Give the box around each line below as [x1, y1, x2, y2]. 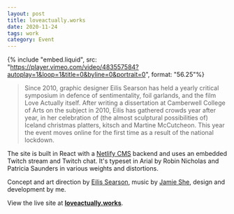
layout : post [7, 10, 45, 17]
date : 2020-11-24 [7, 23, 58, 30]
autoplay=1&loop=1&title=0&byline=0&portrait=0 [7, 71, 146, 79]
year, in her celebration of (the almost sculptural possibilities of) [24, 113, 208, 122]
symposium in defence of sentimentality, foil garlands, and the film [24, 92, 217, 100]
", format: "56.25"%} [145, 71, 205, 79]
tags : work [7, 29, 39, 37]
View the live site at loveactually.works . [7, 199, 124, 207]
